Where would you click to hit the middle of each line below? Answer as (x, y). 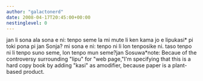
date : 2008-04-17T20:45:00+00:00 (48, 17)
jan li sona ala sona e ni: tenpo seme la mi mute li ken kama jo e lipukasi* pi (100, 40)
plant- (180, 65)
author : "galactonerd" (35, 12)
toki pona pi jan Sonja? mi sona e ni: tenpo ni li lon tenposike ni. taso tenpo (99, 46)
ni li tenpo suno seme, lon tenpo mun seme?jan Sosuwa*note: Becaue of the (101, 53)
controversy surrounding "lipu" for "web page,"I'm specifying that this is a (98, 59)
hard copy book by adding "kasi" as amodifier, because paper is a (89, 65)
